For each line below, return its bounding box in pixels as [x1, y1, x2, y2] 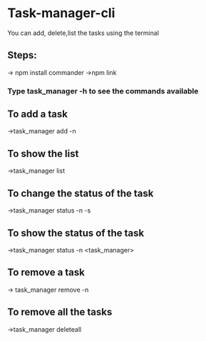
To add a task [7, 108, 68, 121]
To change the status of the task [7, 187, 154, 199]
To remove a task [7, 266, 86, 279]
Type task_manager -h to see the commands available [7, 86, 199, 96]
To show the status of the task [7, 227, 145, 239]
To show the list [7, 148, 79, 160]
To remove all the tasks [7, 306, 113, 318]
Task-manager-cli [7, 5, 115, 21]
